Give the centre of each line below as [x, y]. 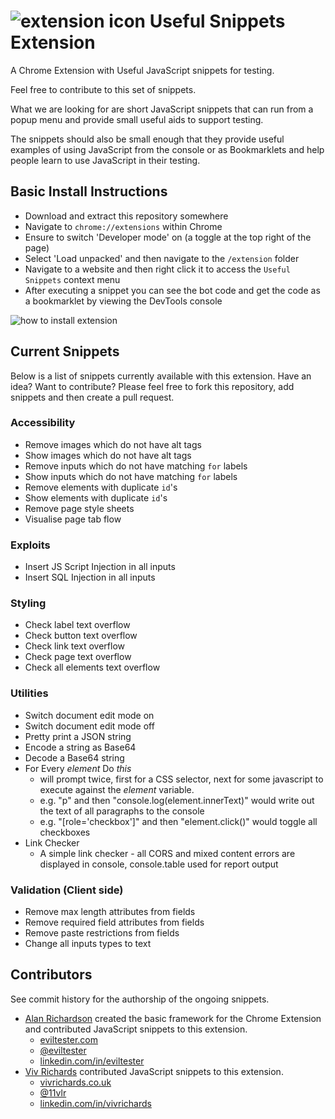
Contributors [51, 975]
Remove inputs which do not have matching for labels [136, 466]
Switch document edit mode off [89, 726]
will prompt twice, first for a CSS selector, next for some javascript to [181, 779]
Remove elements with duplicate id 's [101, 487]
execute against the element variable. [117, 789]
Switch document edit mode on [89, 715]
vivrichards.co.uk [75, 1082]
